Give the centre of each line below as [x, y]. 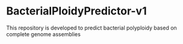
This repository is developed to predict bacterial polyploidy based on [92, 28]
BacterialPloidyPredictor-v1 [76, 11]
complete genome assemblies [44, 34]
